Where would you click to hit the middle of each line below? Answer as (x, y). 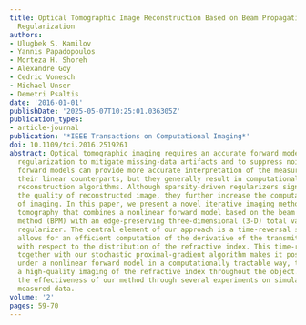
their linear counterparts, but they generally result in (130, 178)
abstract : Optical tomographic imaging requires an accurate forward (144, 153)
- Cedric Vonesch (42, 77)
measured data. (46, 289)
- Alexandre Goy (40, 69)
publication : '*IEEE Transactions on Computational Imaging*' (130, 137)
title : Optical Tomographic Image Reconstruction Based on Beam (134, 18)
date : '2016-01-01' (46, 102)
